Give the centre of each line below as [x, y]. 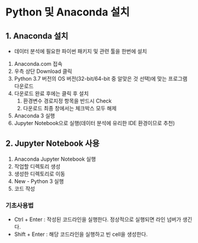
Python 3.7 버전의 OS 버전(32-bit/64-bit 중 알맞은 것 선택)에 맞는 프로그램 [101, 79]
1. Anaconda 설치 [37, 36]
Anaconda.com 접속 [38, 64]
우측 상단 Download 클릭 [43, 71]
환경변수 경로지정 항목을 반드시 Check [67, 101]
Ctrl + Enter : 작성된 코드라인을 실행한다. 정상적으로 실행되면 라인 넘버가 [98, 219]
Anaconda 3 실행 [34, 116]
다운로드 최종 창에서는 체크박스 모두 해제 [70, 108]
